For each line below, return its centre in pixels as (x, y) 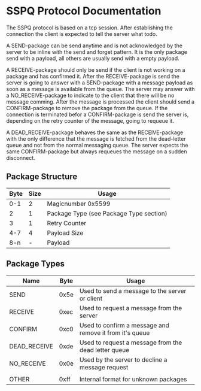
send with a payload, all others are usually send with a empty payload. (93, 58)
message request (104, 367)
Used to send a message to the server (133, 290)
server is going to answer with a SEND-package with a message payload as (100, 83)
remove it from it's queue (115, 332)
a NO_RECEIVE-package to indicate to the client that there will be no (90, 95)
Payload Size (65, 233)
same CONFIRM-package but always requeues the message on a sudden (97, 151)
